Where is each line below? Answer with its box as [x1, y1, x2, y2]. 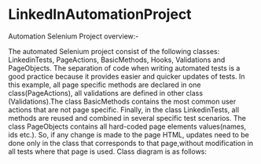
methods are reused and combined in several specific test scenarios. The [8, 113, 246, 122]
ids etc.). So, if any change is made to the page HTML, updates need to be [8, 129, 249, 139]
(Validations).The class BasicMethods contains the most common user [8, 97, 237, 106]
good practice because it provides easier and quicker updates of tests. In [8, 71, 245, 81]
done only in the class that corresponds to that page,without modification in [8, 138, 254, 148]
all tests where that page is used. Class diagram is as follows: [8, 147, 207, 156]
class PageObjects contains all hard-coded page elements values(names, [8, 122, 247, 131]
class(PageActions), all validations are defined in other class [8, 88, 203, 97]
